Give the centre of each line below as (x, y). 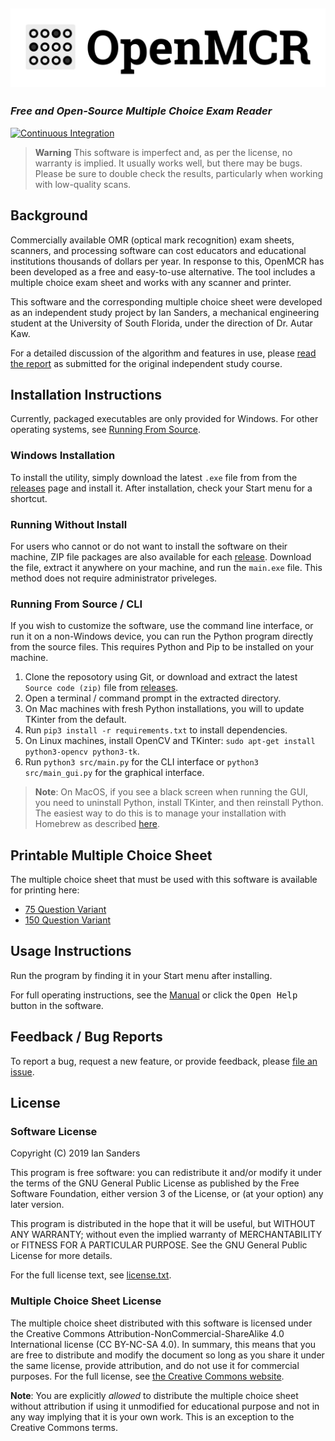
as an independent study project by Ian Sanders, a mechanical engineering (165, 312)
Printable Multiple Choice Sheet (111, 855)
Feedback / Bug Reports (86, 1037)
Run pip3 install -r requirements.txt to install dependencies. (156, 730)
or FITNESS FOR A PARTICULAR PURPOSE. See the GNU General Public (159, 1245)
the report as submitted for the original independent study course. (146, 363)
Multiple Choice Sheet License (86, 1301)
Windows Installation (63, 456)
